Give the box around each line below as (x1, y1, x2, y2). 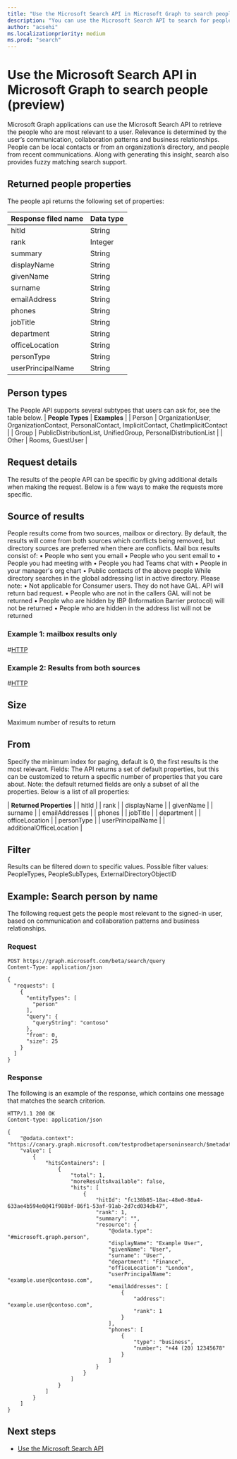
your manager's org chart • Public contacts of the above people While (7, 567, 212, 575)
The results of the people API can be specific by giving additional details (7, 475, 218, 483)
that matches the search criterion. (7, 1096, 106, 1105)
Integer (90, 237, 114, 247)
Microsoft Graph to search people (7, 82, 209, 98)
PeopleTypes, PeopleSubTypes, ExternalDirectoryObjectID (7, 870, 177, 878)
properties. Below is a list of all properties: (7, 787, 130, 796)
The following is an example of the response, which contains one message (7, 1089, 224, 1097)
